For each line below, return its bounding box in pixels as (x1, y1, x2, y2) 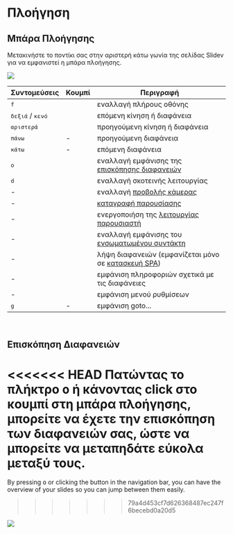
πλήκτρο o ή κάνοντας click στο (7, 381, 198, 397)
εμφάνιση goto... (96, 301, 152, 310)
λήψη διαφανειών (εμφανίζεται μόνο (96, 250, 220, 259)
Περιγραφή (139, 88, 180, 97)
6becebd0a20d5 (128, 506, 176, 515)
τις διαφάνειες (96, 278, 146, 287)
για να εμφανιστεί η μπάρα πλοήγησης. (7, 58, 122, 67)
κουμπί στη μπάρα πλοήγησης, (7, 396, 191, 412)
